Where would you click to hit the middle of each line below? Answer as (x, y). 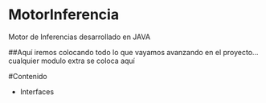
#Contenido (28, 76)
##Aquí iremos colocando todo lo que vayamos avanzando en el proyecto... (133, 52)
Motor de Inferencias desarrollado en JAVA (80, 37)
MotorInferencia (63, 15)
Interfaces (37, 91)
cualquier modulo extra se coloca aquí (72, 61)
